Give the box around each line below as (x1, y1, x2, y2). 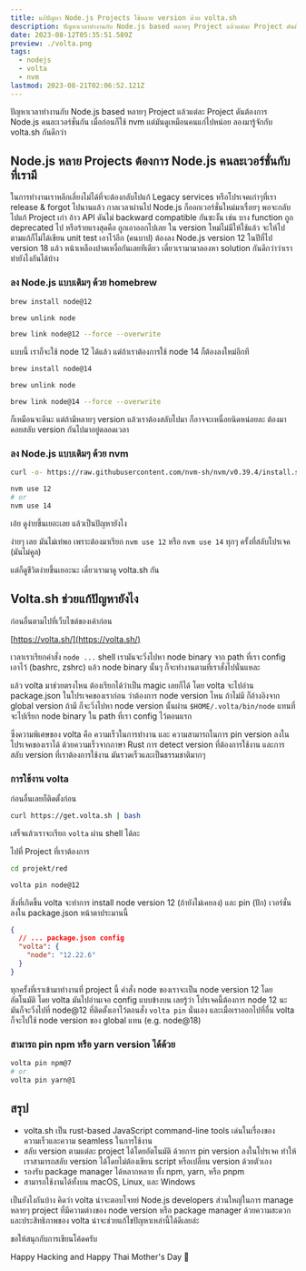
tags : (10, 47, 31, 56)
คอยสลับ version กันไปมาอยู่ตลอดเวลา (10, 424, 130, 435)
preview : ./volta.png (10, 38, 93, 48)
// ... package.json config (18, 933, 125, 943)
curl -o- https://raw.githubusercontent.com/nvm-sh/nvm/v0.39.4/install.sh (10, 468, 303, 478)
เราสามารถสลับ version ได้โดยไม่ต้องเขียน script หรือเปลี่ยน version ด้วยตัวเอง (23, 1155, 272, 1166)
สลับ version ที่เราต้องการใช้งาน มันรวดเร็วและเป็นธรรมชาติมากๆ (10, 749, 206, 760)
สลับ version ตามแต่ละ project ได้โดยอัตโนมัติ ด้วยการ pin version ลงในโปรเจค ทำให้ (23, 1145, 297, 1156)
